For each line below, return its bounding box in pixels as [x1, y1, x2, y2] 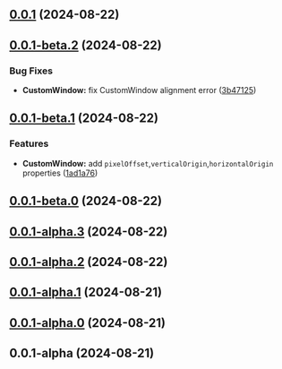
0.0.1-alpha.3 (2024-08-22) [9, 224, 168, 239]
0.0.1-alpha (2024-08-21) [9, 346, 155, 361]
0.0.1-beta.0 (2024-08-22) [9, 193, 163, 209]
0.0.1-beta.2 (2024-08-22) [9, 38, 163, 53]
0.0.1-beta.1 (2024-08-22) [9, 111, 159, 126]
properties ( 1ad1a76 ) [21, 167, 98, 178]
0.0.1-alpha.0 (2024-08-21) [9, 315, 167, 330]
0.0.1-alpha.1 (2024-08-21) [9, 285, 163, 300]
